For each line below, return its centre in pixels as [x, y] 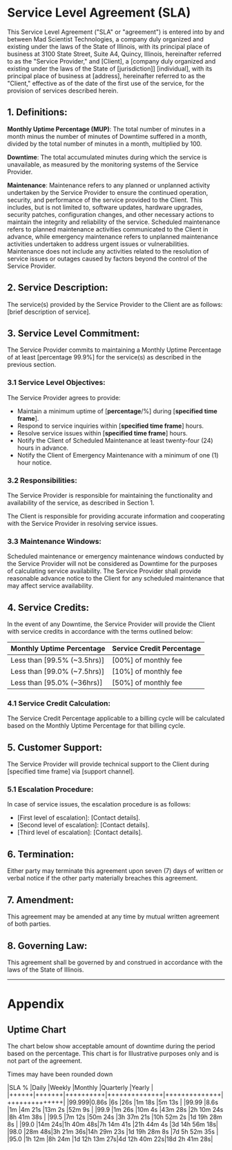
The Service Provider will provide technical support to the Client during [108, 764]
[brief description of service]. [49, 312]
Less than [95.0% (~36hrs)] [57, 683]
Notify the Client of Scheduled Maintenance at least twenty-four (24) [115, 440]
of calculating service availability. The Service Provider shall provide [104, 571]
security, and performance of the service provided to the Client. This [105, 200]
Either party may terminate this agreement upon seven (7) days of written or [115, 871]
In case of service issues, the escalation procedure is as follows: [99, 804]
